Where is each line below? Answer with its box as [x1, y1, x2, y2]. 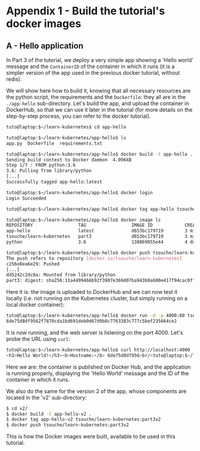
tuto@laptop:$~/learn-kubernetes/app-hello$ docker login [6, 189, 153, 195]
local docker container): [6, 301, 65, 308]
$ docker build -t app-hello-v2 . [6, 411, 92, 417]
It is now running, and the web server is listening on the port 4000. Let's [6, 329, 183, 336]
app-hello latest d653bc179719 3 [6, 228, 187, 234]
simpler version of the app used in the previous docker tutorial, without [6, 69, 180, 76]
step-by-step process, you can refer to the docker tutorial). [6, 112, 151, 119]
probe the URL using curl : [6, 335, 70, 342]
